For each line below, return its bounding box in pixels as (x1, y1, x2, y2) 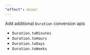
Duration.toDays (12, 41, 45, 46)
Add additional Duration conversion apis (5, 20, 86, 26)
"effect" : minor (5, 7, 38, 12)
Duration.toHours (12, 36, 47, 41)
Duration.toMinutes (12, 31, 52, 36)
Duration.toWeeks (12, 46, 47, 51)
